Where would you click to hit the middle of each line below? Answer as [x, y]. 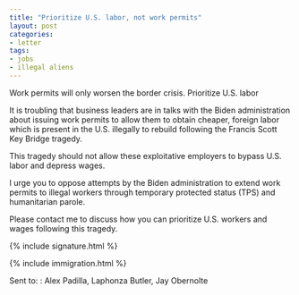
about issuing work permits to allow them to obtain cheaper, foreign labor [145, 119]
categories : [31, 34]
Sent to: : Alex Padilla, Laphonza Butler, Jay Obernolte [109, 280]
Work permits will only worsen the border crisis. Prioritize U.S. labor [134, 93]
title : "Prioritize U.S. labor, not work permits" [106, 17]
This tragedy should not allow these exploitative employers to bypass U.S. [145, 156]
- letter [26, 42]
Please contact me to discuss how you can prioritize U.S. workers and [138, 219]
